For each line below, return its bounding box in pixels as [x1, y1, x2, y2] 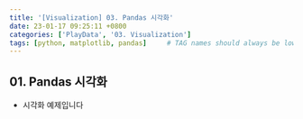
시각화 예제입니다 [22, 100, 84, 111]
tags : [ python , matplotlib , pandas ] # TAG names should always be [9, 38, 280, 48]
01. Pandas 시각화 [9, 74, 108, 89]
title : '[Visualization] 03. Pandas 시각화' [9, 13, 174, 23]
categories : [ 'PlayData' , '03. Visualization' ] [9, 30, 192, 39]
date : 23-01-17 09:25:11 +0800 [9, 22, 127, 31]
